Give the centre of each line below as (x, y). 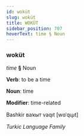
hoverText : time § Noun (36, 34)
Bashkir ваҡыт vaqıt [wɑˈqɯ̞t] (42, 115)
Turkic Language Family (36, 127)
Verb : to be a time (28, 80)
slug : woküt (21, 17)
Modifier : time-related (34, 103)
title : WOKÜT (22, 23)
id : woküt (18, 12)
